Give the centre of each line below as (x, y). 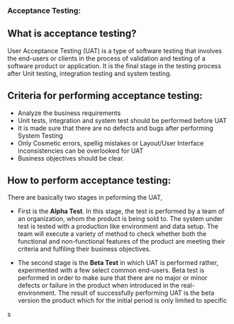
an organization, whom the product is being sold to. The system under (120, 219)
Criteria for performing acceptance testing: (105, 96)
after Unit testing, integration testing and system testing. (90, 73)
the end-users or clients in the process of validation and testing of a (106, 58)
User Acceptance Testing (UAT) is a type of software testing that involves (115, 50)
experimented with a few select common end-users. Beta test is (111, 270)
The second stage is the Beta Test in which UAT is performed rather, (118, 263)
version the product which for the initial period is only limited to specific (122, 301)
